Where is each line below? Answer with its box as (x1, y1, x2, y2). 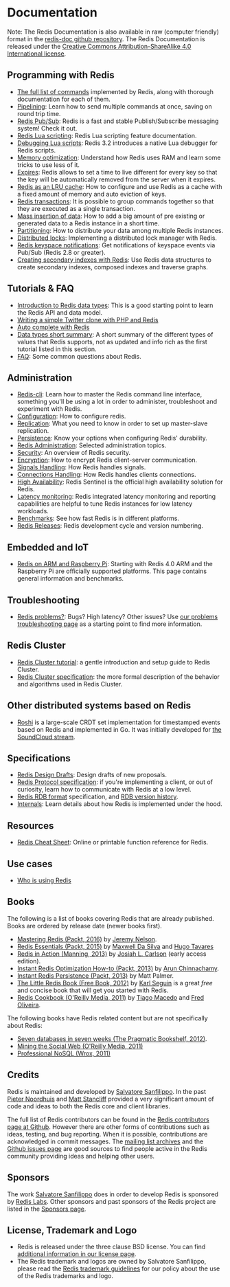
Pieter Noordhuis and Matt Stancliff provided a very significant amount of (7, 1095, 214, 1103)
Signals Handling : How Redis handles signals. (16, 463, 146, 471)
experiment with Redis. (16, 405, 82, 413)
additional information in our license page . (16, 1250, 137, 1258)
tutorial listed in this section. (16, 345, 97, 353)
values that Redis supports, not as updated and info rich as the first (16, 337, 207, 346)
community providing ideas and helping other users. (7, 1152, 155, 1160)
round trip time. (16, 109, 61, 117)
